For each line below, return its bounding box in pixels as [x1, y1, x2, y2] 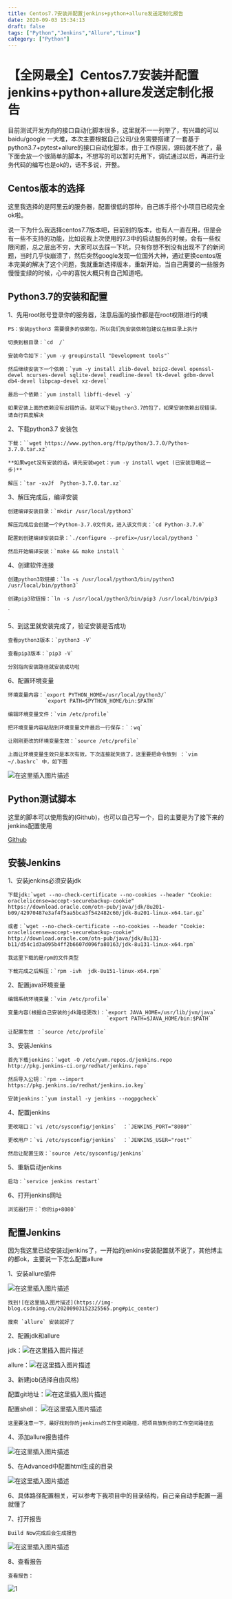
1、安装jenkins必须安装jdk [8, 876, 81, 885]
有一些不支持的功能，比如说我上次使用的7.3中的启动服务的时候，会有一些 [8, 234, 215, 242]
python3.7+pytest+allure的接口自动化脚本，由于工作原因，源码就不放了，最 [8, 143, 222, 152]
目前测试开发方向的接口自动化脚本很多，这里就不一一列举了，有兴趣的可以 [8, 126, 219, 134]
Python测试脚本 [8, 794, 76, 805]
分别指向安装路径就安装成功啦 [8, 663, 80, 670]
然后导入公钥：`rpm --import [8, 1076, 85, 1083]
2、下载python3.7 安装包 [8, 425, 78, 433]
